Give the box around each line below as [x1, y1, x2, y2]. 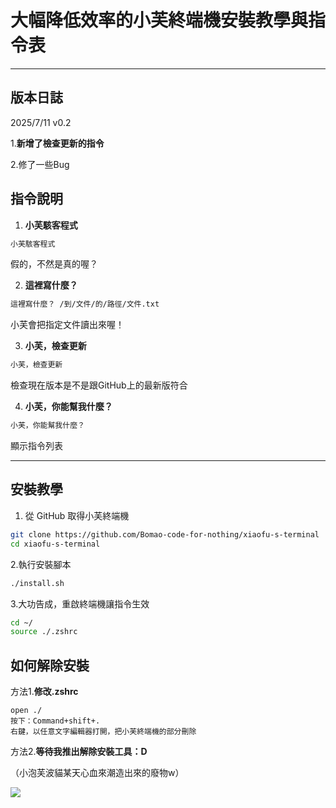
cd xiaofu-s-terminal [10, 539, 101, 549]
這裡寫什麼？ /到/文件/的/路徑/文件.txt [10, 299, 160, 310]
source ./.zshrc [10, 627, 78, 637]
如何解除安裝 [10, 657, 90, 674]
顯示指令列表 [10, 440, 63, 452]
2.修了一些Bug [10, 158, 70, 170]
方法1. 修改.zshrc [10, 686, 79, 698]
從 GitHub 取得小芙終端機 [24, 509, 130, 521]
